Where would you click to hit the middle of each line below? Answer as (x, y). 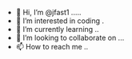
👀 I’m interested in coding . (60, 21)
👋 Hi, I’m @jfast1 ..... (48, 12)
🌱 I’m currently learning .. (57, 29)
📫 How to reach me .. (52, 47)
